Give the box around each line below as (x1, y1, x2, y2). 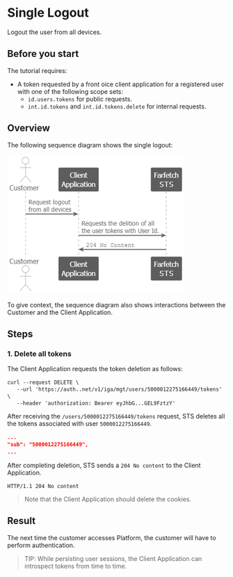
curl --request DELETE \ (7, 379, 79, 387)
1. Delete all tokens (7, 349, 72, 359)
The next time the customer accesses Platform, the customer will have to (7, 533, 217, 542)
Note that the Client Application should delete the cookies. (24, 495, 192, 503)
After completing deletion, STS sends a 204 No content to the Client (7, 461, 201, 469)
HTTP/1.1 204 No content (7, 482, 79, 489)
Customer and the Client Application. (7, 308, 113, 316)
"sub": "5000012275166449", (7, 441, 89, 448)
